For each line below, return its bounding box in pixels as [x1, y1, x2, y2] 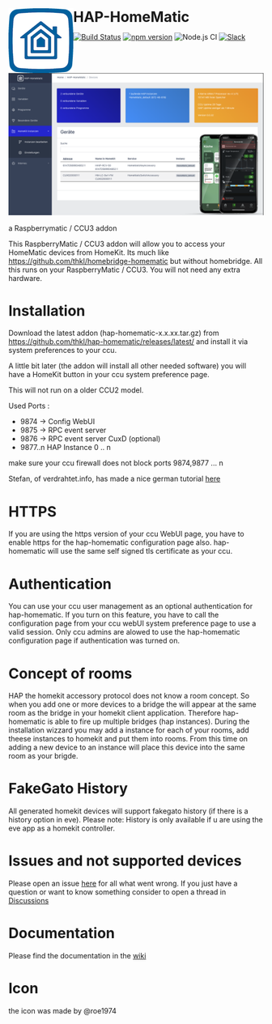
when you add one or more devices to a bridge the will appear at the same [8, 699, 257, 709]
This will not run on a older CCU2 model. [8, 385, 144, 395]
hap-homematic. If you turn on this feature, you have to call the [8, 610, 219, 620]
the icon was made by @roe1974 [8, 1006, 117, 1016]
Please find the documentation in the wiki [8, 951, 147, 961]
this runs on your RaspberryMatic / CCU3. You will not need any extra [8, 265, 240, 274]
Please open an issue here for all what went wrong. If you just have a [8, 878, 238, 889]
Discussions [8, 896, 49, 906]
